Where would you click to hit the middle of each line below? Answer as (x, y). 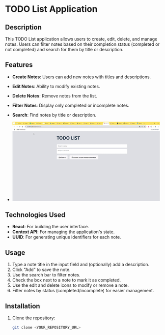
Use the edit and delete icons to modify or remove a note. (70, 285)
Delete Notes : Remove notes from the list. (55, 96)
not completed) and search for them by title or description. (64, 49)
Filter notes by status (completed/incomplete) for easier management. (83, 291)
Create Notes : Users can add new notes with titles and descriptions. (82, 77)
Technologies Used (35, 215)
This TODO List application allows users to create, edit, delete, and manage (81, 39)
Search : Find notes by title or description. (54, 115)
